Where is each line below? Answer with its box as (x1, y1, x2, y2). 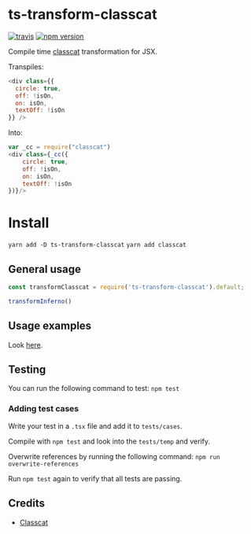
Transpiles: (8, 61, 44, 72)
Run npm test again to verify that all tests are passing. (8, 473, 183, 483)
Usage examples (8, 319, 92, 333)
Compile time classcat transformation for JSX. (8, 46, 157, 56)
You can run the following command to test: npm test (8, 384, 179, 393)
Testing (8, 363, 46, 377)
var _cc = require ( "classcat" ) (8, 143, 111, 151)
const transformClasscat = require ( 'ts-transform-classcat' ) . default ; (8, 283, 245, 292)
